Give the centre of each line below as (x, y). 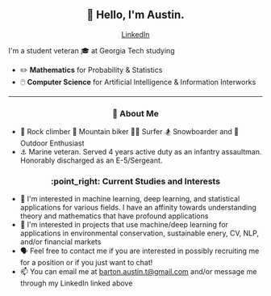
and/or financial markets (60, 242)
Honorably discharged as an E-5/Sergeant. (91, 161)
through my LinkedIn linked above (76, 283)
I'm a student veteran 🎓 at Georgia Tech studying (92, 50)
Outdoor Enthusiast (52, 143)
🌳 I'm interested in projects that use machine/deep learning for (124, 225)
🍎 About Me (135, 113)
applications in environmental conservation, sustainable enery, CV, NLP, (140, 233)
